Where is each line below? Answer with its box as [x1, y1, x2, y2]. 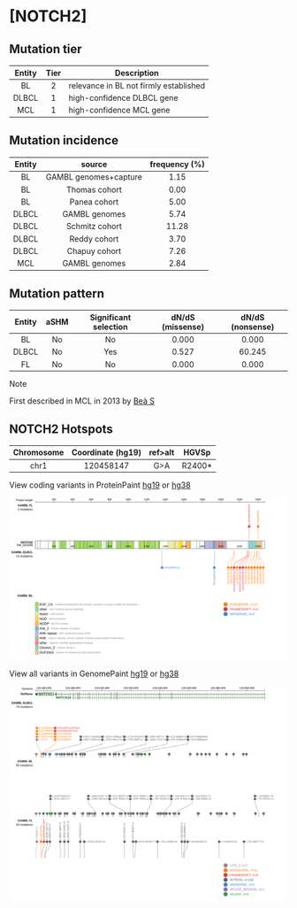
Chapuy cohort [66, 245, 122, 256]
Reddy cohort [69, 233, 119, 244]
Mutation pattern [9, 286, 104, 301]
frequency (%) [149, 159, 205, 170]
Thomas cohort [65, 184, 122, 195]
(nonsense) [231, 321, 275, 332]
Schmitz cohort [65, 221, 122, 232]
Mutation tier [9, 42, 82, 57]
